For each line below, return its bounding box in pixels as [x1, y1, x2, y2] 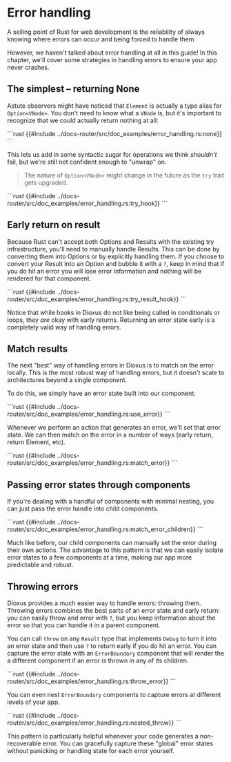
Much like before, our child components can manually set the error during [7, 539, 217, 547]
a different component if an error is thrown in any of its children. [7, 656, 189, 665]
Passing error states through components [7, 479, 191, 490]
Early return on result [7, 219, 101, 231]
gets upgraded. [23, 178, 68, 187]
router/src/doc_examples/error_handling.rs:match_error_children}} [7, 525, 196, 533]
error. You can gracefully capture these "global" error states [42, 739, 214, 747]
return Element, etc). [7, 438, 66, 446]
